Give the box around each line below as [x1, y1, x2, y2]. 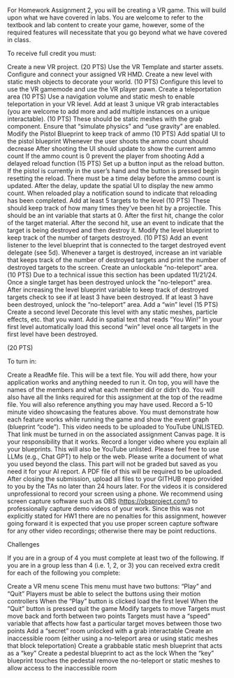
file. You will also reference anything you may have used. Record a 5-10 [7, 401, 213, 408]
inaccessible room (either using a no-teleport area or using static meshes [7, 634, 219, 642]
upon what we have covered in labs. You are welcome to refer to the [7, 13, 204, 22]
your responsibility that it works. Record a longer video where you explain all [7, 438, 227, 446]
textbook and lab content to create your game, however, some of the [7, 21, 205, 29]
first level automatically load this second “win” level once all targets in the [7, 323, 219, 331]
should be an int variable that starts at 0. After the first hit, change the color [7, 211, 224, 219]
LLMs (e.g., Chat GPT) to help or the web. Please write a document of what [7, 452, 224, 461]
